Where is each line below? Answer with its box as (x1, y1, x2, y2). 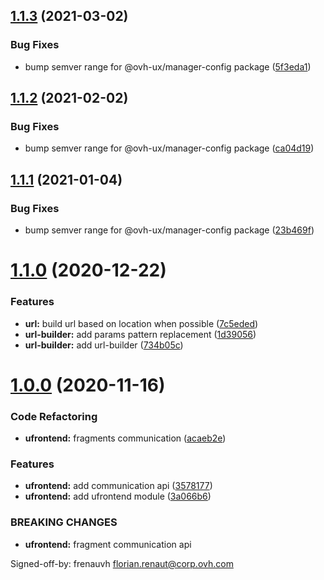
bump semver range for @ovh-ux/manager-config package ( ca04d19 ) (24, 142, 315, 154)
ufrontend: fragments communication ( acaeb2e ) (24, 432, 227, 444)
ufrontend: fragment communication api (24, 538, 192, 550)
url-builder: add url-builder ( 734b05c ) (24, 339, 184, 351)
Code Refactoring (10, 409, 98, 423)
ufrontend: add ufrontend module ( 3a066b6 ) (24, 490, 212, 503)
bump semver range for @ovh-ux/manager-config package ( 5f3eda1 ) (24, 60, 312, 73)
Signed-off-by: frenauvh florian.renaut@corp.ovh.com (10, 557, 234, 569)
